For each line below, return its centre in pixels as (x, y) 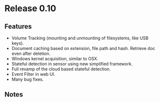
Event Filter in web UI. (33, 74)
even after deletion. (31, 53)
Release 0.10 (30, 8)
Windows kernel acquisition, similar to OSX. (55, 59)
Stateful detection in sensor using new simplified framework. (72, 64)
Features (18, 26)
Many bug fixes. (28, 79)
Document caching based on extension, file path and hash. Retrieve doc (83, 48)
